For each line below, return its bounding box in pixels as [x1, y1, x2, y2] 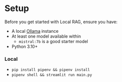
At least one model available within [11, 33, 81, 39]
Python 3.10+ [11, 43, 38, 49]
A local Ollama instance [11, 28, 59, 34]
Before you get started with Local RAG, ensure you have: [4, 19, 118, 25]
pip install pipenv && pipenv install [11, 68, 90, 72]
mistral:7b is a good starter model [18, 38, 88, 44]
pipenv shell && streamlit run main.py [11, 73, 92, 78]
